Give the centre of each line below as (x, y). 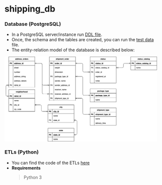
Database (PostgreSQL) (33, 24)
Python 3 (33, 177)
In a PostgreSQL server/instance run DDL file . (57, 34)
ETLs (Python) (22, 152)
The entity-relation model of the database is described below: (73, 50)
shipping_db (30, 9)
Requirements (26, 168)
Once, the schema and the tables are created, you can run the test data (83, 40)
